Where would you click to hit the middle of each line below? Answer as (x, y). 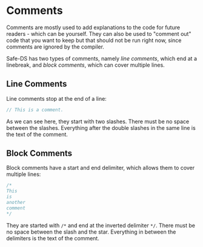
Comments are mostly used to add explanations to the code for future (93, 27)
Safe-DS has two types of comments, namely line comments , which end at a (101, 58)
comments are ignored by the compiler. (55, 47)
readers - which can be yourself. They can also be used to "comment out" (99, 33)
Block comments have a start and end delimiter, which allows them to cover (101, 168)
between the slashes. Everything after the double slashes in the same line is (101, 127)
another (16, 203)
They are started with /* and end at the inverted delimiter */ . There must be (101, 225)
